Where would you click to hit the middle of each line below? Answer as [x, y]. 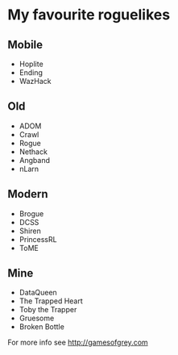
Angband [34, 160]
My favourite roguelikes [89, 15]
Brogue [31, 213]
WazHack [35, 81]
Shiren [30, 231]
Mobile [25, 45]
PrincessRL [38, 239]
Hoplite [31, 64]
